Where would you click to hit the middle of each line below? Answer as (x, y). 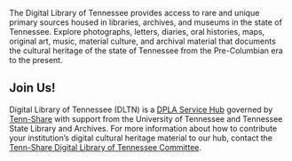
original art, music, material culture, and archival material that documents (143, 41)
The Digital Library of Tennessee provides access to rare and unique (134, 13)
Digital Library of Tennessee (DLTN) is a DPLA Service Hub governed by (141, 109)
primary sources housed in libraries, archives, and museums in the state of (146, 22)
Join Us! (32, 88)
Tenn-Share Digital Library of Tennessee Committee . (106, 147)
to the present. (36, 60)
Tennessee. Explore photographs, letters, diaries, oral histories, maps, (137, 32)
